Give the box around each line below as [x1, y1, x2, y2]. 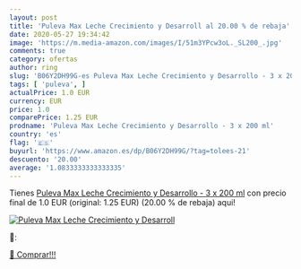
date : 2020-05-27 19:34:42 [9, 30, 110, 39]
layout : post [9, 13, 58, 22]
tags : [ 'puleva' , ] [9, 80, 87, 89]
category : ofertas [9, 55, 78, 64]
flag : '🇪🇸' [9, 138, 54, 147]
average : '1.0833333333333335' [9, 163, 126, 172]
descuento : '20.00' [9, 154, 82, 164]
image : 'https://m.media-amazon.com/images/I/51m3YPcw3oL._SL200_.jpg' [9, 38, 282, 48]
